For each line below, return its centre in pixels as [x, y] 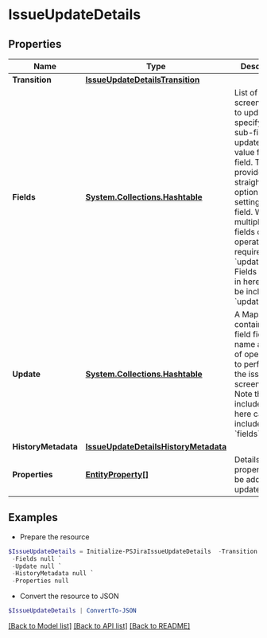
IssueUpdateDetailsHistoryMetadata [156, 447]
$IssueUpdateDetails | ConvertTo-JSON [72, 611]
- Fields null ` [37, 558]
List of [246, 93]
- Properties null [40, 581]
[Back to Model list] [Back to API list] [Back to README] [99, 626]
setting [247, 202]
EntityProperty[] [117, 475]
